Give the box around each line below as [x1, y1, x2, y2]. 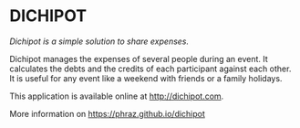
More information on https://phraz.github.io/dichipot [9, 108, 205, 119]
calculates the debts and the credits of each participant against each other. [9, 63, 292, 74]
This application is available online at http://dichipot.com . [9, 91, 224, 101]
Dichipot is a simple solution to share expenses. [9, 36, 190, 47]
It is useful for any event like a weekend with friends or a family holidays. [9, 72, 283, 83]
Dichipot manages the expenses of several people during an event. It [9, 53, 269, 64]
